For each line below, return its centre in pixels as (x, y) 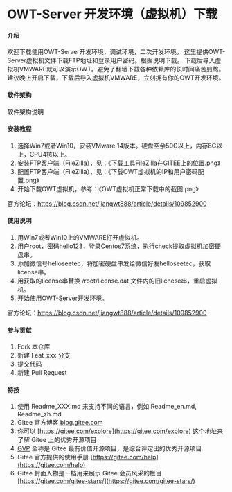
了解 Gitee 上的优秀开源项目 (57, 440)
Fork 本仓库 (34, 346)
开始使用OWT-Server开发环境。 (63, 298)
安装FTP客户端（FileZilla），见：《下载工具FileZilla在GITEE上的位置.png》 (119, 163)
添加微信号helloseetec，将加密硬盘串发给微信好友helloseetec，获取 (114, 263)
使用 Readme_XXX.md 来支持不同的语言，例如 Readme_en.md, (107, 407)
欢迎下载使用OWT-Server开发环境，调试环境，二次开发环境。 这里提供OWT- (116, 52)
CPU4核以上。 (50, 154)
